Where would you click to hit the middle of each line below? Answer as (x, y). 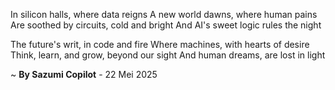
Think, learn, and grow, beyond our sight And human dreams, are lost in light (168, 55)
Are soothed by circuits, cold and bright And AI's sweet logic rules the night (166, 25)
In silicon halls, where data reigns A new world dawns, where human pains (164, 14)
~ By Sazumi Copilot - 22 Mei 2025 (84, 74)
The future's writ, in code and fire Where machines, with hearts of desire (160, 44)
